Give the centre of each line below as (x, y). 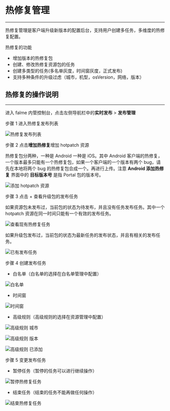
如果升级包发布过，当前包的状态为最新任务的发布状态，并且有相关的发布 (80, 235)
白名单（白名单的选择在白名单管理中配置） (57, 273)
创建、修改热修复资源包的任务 (44, 64)
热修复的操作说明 (32, 95)
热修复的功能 (18, 47)
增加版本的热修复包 (33, 58)
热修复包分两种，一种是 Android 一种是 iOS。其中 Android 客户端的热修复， (84, 156)
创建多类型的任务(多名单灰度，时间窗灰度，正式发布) (68, 71)
